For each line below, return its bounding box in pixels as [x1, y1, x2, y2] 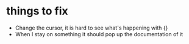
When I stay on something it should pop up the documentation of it [15, 30, 184, 37]
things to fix [6, 4, 68, 18]
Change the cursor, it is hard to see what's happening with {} [15, 24, 168, 31]
